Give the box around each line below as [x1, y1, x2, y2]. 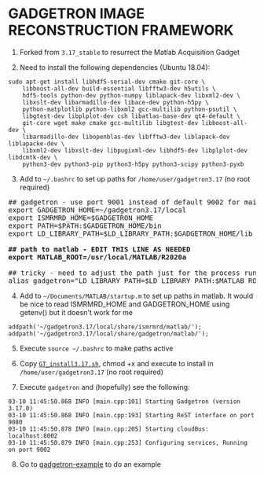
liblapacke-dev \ [8, 139, 65, 148]
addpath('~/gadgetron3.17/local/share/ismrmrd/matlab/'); [8, 323, 202, 331]
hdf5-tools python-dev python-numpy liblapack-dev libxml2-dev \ [22, 91, 241, 99]
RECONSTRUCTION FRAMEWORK [8, 21, 234, 39]
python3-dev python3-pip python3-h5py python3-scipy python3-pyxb [22, 160, 244, 168]
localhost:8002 [8, 431, 58, 440]
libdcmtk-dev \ [8, 153, 58, 161]
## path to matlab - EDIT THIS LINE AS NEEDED [8, 244, 191, 254]
